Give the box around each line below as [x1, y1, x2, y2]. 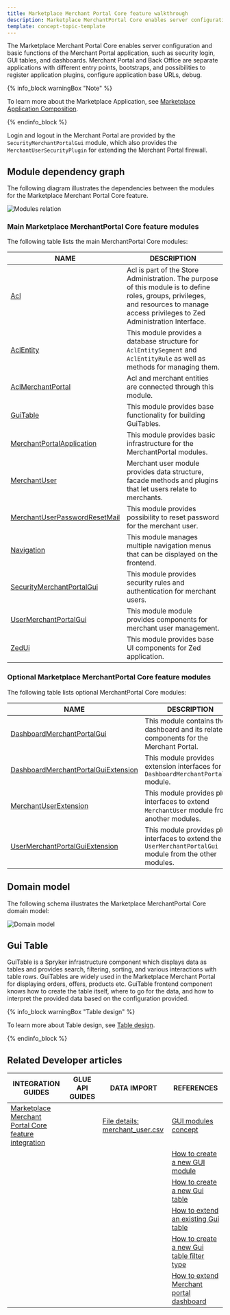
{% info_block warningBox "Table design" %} [7, 1008, 136, 1016]
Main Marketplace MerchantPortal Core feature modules [7, 222, 199, 232]
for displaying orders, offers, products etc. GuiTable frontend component [7, 980, 213, 988]
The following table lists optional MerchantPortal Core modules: [7, 688, 187, 696]
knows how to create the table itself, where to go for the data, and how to [7, 987, 214, 996]
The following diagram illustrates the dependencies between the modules [7, 184, 214, 192]
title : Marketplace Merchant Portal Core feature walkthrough [7, 10, 188, 17]
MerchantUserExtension [10, 801, 89, 811]
